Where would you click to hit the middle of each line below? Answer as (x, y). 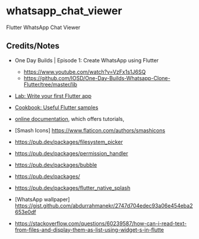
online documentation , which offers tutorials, (70, 119)
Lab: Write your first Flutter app (53, 95)
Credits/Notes (33, 46)
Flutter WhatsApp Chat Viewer (43, 27)
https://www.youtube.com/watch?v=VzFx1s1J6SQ (85, 72)
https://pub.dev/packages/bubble (56, 165)
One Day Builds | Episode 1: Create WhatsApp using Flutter (87, 60)
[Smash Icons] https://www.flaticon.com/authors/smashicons (90, 130)
